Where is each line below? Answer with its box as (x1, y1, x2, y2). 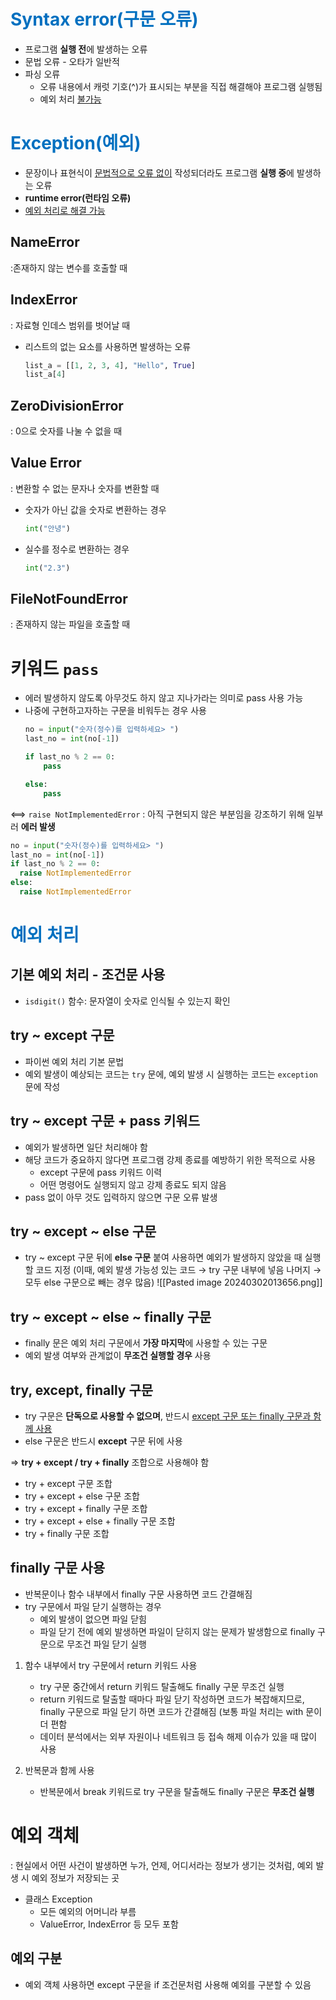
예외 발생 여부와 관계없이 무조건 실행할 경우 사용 (24, 1350, 212, 1362)
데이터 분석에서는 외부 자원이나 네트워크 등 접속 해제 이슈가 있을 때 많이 (39, 1730, 318, 1742)
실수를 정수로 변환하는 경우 (24, 543, 130, 555)
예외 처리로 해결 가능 (24, 204, 106, 216)
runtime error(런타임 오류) (24, 191, 132, 204)
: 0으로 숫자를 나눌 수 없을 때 (10, 425, 123, 437)
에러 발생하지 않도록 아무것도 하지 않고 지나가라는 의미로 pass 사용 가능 (24, 692, 304, 704)
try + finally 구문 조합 (24, 1527, 110, 1539)
